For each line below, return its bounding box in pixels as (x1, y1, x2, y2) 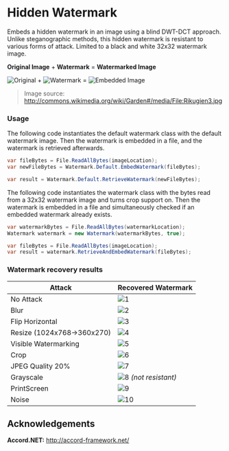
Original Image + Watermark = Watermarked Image (7, 62, 156, 71)
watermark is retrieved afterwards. (7, 144, 105, 152)
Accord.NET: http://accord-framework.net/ (7, 436, 130, 444)
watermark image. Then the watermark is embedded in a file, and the (7, 137, 203, 145)
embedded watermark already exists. (7, 210, 112, 218)
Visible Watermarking (10, 338, 80, 348)
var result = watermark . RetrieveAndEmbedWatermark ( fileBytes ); (7, 248, 192, 255)
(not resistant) (130, 372, 177, 382)
